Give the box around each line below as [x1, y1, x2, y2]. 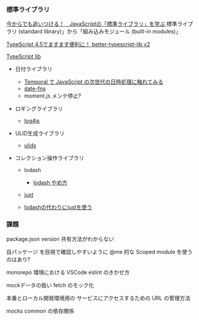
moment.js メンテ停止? [24, 92, 82, 99]
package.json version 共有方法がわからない [6, 235, 114, 242]
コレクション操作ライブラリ [15, 155, 85, 162]
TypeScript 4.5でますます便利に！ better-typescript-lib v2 [6, 41, 151, 48]
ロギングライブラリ [15, 105, 64, 113]
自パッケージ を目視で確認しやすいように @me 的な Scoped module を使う [6, 248, 193, 255]
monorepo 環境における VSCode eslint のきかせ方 [6, 268, 130, 276]
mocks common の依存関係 [6, 307, 74, 315]
